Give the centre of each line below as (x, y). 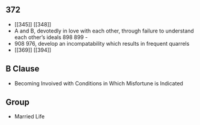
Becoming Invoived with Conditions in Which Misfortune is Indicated (99, 83)
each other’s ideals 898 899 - (51, 37)
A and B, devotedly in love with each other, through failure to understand (104, 31)
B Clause (23, 69)
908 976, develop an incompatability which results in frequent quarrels (102, 43)
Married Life (29, 117)
